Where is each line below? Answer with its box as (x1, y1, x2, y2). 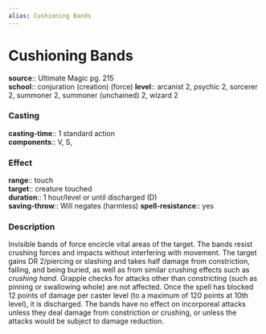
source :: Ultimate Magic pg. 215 (8, 73, 114, 83)
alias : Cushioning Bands (8, 11, 92, 20)
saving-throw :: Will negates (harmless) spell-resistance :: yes (8, 201, 215, 211)
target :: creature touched (8, 184, 92, 194)
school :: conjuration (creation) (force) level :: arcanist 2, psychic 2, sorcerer (8, 81, 259, 91)
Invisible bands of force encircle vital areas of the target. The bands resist (8, 239, 253, 249)
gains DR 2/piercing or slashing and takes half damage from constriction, (8, 257, 251, 266)
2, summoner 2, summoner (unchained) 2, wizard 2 (8, 90, 178, 100)
